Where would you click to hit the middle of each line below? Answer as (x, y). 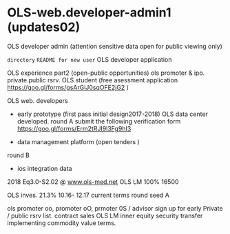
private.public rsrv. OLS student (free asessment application (92, 80)
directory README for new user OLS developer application (90, 59)
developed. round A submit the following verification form (99, 121)
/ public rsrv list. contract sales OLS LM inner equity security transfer (105, 215)
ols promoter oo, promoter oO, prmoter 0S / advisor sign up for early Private (115, 208)
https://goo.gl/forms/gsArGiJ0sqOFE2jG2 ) (68, 87)
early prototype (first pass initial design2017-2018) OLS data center (113, 114)
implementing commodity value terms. (62, 223)
